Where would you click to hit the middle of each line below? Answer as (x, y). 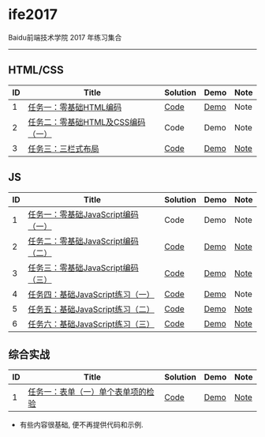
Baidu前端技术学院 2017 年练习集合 (65, 37)
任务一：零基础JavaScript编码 (84, 214)
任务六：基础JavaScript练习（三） (91, 324)
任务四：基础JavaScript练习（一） (91, 294)
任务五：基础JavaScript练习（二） (91, 309)
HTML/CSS (36, 70)
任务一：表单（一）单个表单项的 (88, 392)
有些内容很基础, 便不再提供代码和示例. (81, 425)
